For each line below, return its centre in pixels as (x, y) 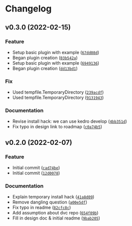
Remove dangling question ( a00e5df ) (50, 202)
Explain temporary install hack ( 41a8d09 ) (53, 197)
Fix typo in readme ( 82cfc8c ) (42, 207)
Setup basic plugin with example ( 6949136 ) (56, 63)
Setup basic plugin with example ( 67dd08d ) (56, 52)
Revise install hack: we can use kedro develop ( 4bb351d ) (69, 121)
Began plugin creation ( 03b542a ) (45, 58)
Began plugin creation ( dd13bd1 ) (45, 68)
